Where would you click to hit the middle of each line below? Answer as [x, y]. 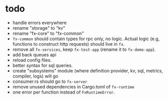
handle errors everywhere [40, 23]
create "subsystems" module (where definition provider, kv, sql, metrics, [88, 70]
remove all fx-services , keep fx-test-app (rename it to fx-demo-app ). [84, 49]
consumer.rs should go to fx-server [50, 81]
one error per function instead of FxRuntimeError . [64, 92]
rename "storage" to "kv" [39, 28]
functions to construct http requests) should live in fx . [69, 44]
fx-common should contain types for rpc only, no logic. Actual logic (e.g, [86, 39]
